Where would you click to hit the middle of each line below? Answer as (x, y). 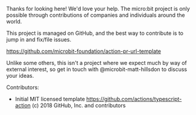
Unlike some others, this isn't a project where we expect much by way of (96, 63)
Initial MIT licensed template (50, 99)
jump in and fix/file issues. (39, 39)
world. (14, 21)
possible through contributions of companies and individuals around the (96, 15)
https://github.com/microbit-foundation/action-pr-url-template (84, 51)
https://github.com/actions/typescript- (134, 99)
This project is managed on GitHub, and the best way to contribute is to (95, 33)
